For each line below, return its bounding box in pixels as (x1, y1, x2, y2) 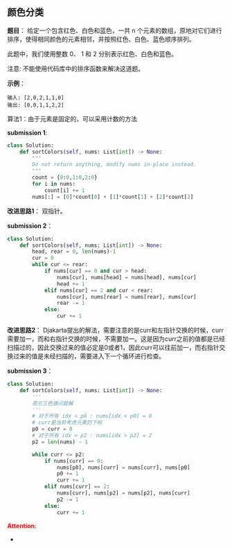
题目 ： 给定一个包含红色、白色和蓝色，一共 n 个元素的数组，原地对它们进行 (7, 26, 223, 35)
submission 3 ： (7, 366, 53, 375)
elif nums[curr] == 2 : (44, 484, 110, 490)
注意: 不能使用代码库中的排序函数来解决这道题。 (7, 64, 144, 73)
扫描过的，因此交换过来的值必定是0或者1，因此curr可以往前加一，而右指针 (7, 344, 220, 352)
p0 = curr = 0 (32, 425, 73, 433)
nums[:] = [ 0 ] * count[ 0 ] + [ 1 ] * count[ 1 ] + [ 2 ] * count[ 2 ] (32, 193, 194, 200)
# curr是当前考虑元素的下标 (32, 419, 102, 426)
